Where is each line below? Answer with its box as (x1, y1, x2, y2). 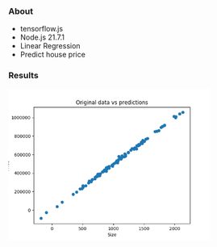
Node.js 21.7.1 (19, 32, 65, 42)
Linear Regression (19, 41, 81, 51)
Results (8, 70, 39, 82)
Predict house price (19, 50, 86, 60)
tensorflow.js (19, 24, 63, 34)
